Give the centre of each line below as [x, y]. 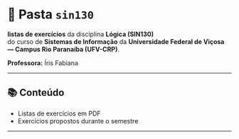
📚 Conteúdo [36, 93]
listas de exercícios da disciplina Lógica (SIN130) [81, 34]
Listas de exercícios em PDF [59, 113]
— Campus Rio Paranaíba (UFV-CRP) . [63, 49]
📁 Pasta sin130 [51, 15]
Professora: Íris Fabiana [43, 62]
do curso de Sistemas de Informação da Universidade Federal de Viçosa [116, 41]
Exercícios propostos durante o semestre [78, 121]
